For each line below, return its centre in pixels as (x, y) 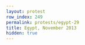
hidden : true (22, 33)
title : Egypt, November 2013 (41, 28)
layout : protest (26, 11)
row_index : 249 (24, 17)
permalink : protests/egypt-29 (43, 22)
